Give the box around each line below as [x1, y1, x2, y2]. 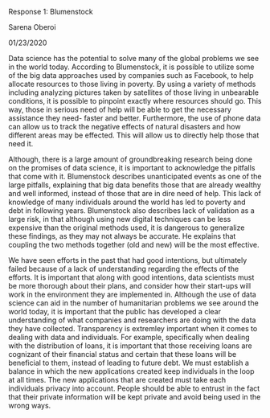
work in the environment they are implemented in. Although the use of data [8, 289, 257, 299]
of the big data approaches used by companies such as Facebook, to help [8, 71, 255, 80]
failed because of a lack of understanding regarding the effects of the [8, 264, 239, 273]
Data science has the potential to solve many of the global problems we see [8, 54, 260, 63]
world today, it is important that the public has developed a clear [8, 307, 221, 316]
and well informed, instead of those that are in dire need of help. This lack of [8, 189, 261, 198]
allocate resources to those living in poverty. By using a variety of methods [8, 80, 256, 88]
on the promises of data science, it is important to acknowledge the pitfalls [8, 163, 256, 172]
